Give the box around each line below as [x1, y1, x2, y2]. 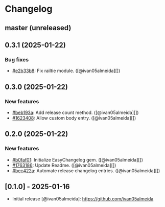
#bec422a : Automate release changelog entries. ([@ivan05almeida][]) [12, 167, 160, 174]
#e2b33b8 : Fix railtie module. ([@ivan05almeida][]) [12, 67, 121, 74]
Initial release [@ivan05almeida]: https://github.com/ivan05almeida [12, 196, 154, 202]
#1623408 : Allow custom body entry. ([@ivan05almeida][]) [12, 114, 136, 121]
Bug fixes [5, 56, 29, 63]
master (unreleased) [5, 24, 72, 32]
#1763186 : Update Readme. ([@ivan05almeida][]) [12, 162, 116, 168]
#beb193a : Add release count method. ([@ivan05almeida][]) [12, 109, 139, 116]
